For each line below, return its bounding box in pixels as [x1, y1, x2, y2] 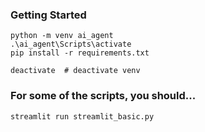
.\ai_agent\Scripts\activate [10, 39, 132, 50]
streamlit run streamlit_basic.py [10, 111, 155, 122]
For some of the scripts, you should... [10, 89, 197, 103]
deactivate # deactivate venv [10, 66, 141, 76]
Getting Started [10, 8, 87, 22]
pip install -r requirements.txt [10, 48, 150, 58]
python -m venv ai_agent [10, 31, 114, 41]
